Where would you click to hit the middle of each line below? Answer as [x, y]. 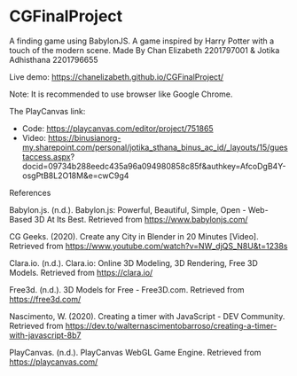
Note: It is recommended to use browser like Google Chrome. [121, 94]
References [30, 192]
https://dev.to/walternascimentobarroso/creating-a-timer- [171, 325]
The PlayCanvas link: [47, 111]
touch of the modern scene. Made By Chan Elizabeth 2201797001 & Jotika [145, 50]
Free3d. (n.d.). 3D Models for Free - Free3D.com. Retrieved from [127, 289]
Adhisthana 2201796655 [54, 59]
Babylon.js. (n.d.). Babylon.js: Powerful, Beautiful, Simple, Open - [128, 209]
